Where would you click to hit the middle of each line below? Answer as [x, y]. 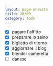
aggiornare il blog [29, 48]
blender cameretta [30, 54]
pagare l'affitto [26, 32]
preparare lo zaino [30, 37]
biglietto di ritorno [29, 43]
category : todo [20, 18]
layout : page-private [26, 9]
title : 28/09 [18, 14]
